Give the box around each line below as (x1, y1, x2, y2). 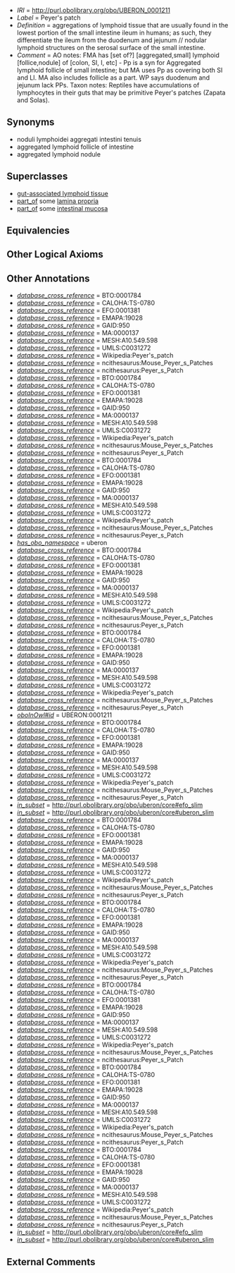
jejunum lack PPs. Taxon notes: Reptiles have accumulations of (16, 81, 200, 89)
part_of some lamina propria (16, 197, 99, 205)
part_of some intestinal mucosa (16, 204, 108, 212)
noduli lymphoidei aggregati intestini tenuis (16, 135, 142, 143)
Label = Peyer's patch (16, 13, 82, 22)
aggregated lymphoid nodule (16, 150, 101, 158)
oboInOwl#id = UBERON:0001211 (16, 711, 113, 719)
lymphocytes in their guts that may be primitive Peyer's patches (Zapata (16, 88, 226, 97)
